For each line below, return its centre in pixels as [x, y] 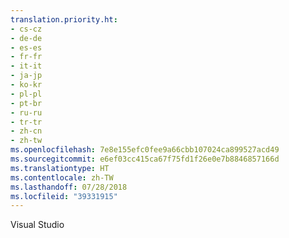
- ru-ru [26, 112]
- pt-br [26, 103]
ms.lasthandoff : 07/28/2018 [69, 187]
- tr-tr [26, 122]
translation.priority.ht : [64, 19]
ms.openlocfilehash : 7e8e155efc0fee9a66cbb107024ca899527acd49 [145, 150]
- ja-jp [26, 76]
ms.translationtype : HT [60, 168]
